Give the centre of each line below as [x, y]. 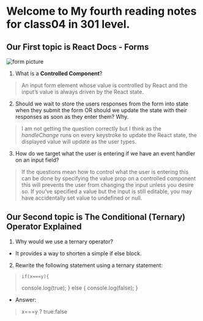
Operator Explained [44, 227]
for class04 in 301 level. [68, 24]
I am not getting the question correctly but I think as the [91, 129]
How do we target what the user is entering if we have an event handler [105, 153]
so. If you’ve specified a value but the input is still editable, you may [107, 191]
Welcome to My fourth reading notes [102, 11]
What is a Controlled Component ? [59, 74]
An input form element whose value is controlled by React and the [104, 85]
